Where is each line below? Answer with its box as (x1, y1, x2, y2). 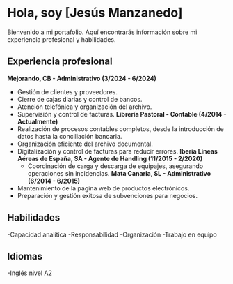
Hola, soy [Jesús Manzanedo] (7, 5, 183, 21)
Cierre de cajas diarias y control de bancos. (17, 95, 143, 103)
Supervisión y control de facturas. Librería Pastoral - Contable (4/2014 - (17, 110, 227, 118)
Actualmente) (17, 117, 58, 126)
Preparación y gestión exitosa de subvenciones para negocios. (17, 191, 198, 200)
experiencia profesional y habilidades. (7, 35, 116, 43)
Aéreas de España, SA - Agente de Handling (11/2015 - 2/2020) (17, 154, 203, 163)
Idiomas (7, 250, 43, 262)
